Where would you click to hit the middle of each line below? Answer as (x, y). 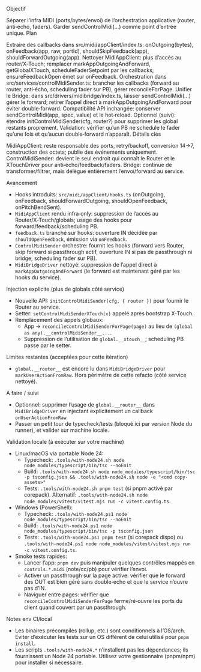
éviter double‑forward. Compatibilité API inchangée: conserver (83, 108)
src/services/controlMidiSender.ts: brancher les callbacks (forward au (93, 83)
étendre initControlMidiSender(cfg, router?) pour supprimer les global (92, 121)
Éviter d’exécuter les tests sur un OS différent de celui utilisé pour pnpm (102, 637)
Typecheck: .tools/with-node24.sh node (74, 460)
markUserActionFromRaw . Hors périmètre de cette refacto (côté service (101, 375)
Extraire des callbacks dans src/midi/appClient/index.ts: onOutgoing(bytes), (100, 45)
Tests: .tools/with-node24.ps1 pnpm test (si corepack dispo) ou (103, 537)
